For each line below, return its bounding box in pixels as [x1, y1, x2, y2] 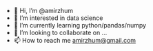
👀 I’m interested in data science [13, 14, 103, 22]
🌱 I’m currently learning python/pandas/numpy [13, 21, 147, 29]
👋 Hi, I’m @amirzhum [13, 7, 74, 14]
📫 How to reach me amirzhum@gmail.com [13, 37, 136, 44]
